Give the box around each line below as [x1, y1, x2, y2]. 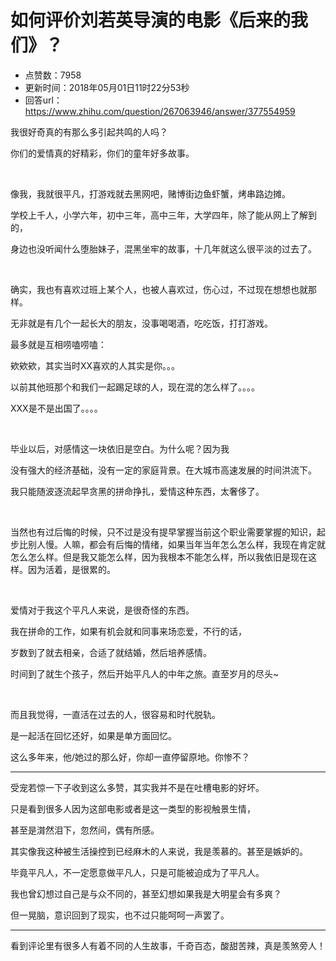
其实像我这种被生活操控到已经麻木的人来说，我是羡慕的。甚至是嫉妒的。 [10, 845, 308, 857]
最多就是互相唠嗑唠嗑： [10, 338, 107, 350]
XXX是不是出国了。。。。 [10, 402, 103, 414]
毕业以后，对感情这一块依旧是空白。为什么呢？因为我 [10, 442, 230, 455]
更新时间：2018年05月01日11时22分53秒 [24, 81, 190, 93]
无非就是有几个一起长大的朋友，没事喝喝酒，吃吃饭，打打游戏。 [10, 317, 273, 329]
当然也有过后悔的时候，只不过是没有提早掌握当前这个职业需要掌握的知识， [10, 526, 317, 538]
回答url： [24, 94, 63, 106]
